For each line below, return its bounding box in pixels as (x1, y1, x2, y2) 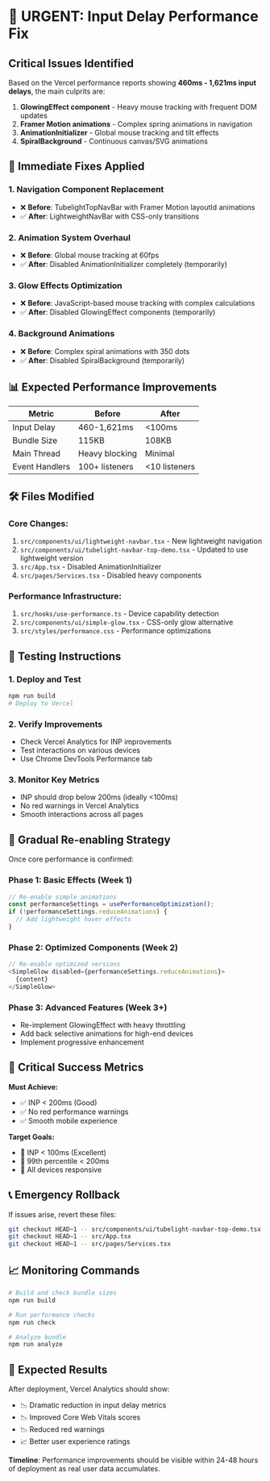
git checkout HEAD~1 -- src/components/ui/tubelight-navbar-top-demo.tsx (8, 1225, 262, 1233)
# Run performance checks (8, 1311, 95, 1319)
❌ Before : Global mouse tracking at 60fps (19, 250, 160, 260)
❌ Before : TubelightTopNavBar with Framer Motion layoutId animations (19, 202, 255, 212)
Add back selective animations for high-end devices (19, 1028, 193, 1038)
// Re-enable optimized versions (8, 960, 121, 969)
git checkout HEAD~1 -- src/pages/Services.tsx (8, 1240, 172, 1249)
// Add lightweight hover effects (15, 916, 131, 924)
